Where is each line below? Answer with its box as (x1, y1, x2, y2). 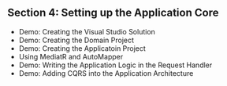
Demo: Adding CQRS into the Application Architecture (18, 68, 194, 77)
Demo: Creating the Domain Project (18, 35, 135, 45)
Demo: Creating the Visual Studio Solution (18, 27, 155, 36)
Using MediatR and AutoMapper (18, 52, 124, 61)
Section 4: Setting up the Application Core (7, 6, 219, 20)
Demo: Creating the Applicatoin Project (18, 43, 147, 53)
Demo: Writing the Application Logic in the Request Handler (18, 60, 213, 70)
